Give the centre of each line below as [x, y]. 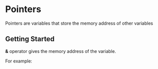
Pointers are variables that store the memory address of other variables [79, 23]
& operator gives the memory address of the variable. [61, 51]
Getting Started [30, 39]
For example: [19, 61]
